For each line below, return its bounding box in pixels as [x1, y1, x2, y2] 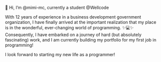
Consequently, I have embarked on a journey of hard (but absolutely [5, 32, 142, 38]
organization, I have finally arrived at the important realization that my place [5, 20, 157, 25]
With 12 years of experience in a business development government [5, 14, 142, 20]
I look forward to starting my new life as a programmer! [5, 52, 115, 57]
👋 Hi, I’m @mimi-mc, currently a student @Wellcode [5, 5, 109, 10]
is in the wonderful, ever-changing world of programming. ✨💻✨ [5, 25, 134, 30]
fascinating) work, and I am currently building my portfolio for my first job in [5, 37, 157, 42]
